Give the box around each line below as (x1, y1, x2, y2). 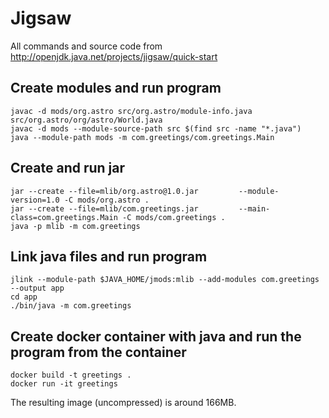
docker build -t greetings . (10, 370, 132, 381)
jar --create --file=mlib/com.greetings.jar (10, 203, 199, 214)
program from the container (10, 343, 187, 361)
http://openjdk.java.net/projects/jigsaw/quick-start (10, 50, 218, 62)
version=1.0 (10, 195, 60, 205)
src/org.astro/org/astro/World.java (10, 115, 163, 125)
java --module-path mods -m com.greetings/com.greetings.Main (10, 132, 275, 142)
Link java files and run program (10, 248, 208, 265)
